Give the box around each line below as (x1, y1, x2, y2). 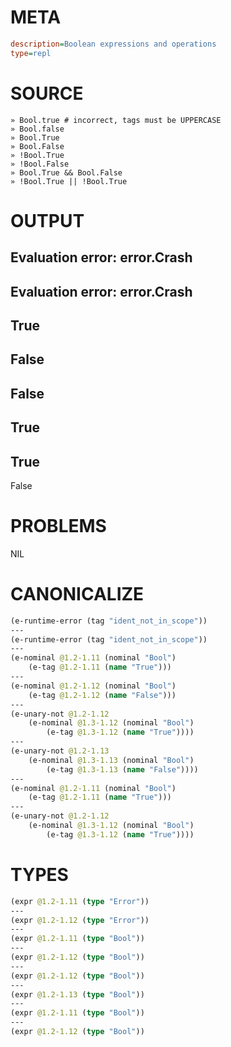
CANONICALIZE (10, 583, 145, 606)
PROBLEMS (10, 515, 107, 538)
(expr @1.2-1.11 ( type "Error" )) (10, 896, 150, 906)
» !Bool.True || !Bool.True (10, 176, 128, 186)
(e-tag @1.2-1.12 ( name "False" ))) (28, 690, 177, 700)
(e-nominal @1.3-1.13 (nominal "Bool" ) (28, 755, 195, 765)
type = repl (10, 48, 52, 58)
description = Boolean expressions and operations (10, 39, 217, 49)
